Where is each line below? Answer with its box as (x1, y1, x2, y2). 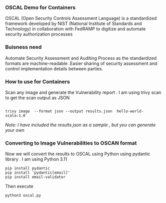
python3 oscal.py (5, 193, 41, 198)
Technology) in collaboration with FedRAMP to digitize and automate (5, 26, 146, 32)
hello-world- (116, 109, 144, 114)
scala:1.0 (5, 113, 26, 118)
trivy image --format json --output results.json (5, 109, 113, 114)
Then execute (5, 184, 33, 190)
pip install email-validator (5, 175, 66, 180)
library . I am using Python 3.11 (5, 156, 67, 162)
